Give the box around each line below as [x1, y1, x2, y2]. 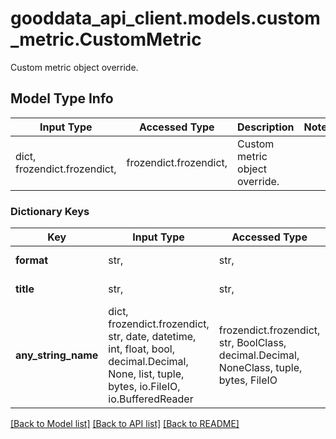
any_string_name [15, 348, 99, 362]
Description [237, 120, 295, 134]
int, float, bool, [108, 342, 175, 356]
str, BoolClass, [218, 336, 287, 350]
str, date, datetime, [108, 330, 197, 344]
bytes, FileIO [218, 373, 278, 387]
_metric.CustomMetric [10, 28, 202, 51]
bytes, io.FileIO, [108, 380, 181, 394]
